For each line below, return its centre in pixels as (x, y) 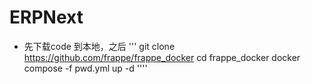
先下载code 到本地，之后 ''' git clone (99, 46)
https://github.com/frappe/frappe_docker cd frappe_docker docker (162, 57)
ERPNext (46, 17)
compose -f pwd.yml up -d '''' (85, 68)
